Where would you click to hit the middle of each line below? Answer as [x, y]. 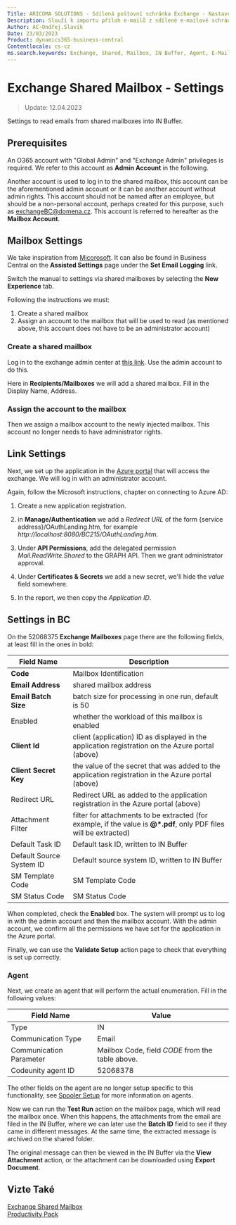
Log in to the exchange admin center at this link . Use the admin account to [115, 362]
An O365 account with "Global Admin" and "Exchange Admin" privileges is [116, 160]
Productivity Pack [33, 1214]
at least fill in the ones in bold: [51, 644]
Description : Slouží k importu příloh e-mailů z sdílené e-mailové [108, 20]
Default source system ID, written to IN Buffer [147, 860]
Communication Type [46, 1038]
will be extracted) [101, 833]
